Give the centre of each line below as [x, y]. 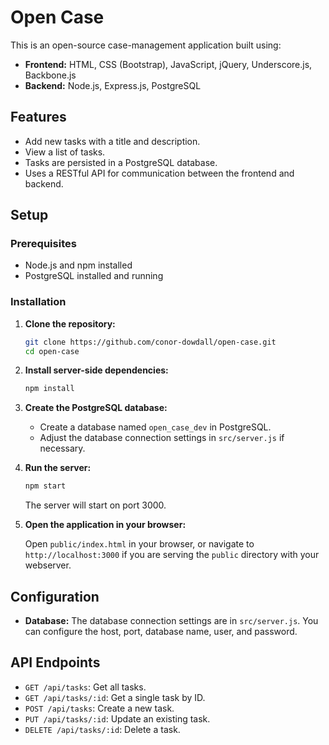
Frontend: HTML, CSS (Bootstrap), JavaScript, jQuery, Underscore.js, [168, 64]
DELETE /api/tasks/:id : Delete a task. [102, 729]
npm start [45, 486]
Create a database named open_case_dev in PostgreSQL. [155, 427]
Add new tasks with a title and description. [112, 141]
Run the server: [58, 468]
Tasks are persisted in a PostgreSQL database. [121, 162]
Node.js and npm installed [78, 265]
